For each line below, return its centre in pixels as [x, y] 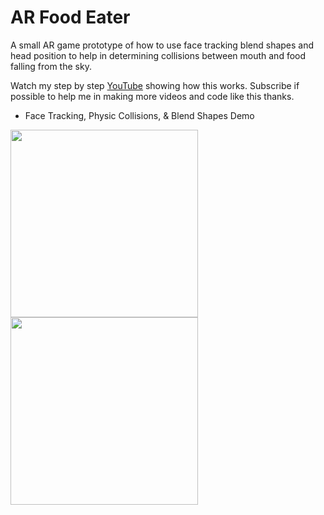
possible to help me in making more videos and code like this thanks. [152, 96]
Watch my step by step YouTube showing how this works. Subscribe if [155, 85]
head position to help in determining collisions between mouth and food [158, 55]
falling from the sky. [51, 66]
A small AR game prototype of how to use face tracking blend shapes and [162, 45]
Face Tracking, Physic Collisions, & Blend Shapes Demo [139, 115]
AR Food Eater [70, 17]
